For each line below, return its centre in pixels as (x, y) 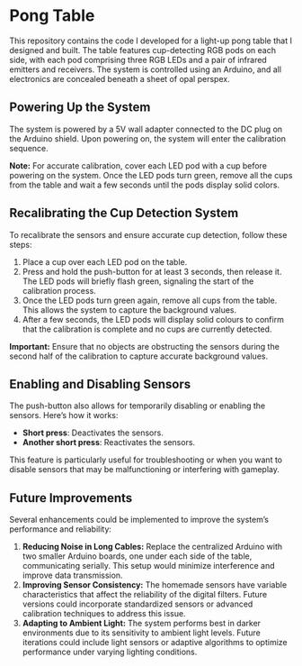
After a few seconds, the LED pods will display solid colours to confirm (153, 319)
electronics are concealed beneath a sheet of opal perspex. (120, 78)
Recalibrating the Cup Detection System (124, 213)
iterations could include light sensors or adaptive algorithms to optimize (155, 643)
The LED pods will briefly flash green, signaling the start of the (138, 281)
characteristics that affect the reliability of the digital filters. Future (145, 595)
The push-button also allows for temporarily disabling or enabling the (138, 406)
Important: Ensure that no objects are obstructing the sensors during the (145, 346)
